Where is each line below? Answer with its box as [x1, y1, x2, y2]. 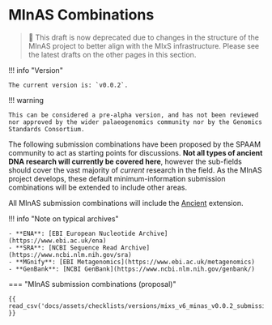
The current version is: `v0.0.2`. [8, 81, 129, 89]
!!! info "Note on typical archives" [8, 213, 119, 224]
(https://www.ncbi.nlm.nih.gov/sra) [8, 250, 132, 259]
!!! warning [8, 95, 45, 105]
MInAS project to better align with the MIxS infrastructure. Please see [28, 41, 260, 50]
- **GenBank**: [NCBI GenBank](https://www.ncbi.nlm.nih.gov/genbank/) [8, 265, 255, 273]
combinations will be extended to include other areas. [8, 182, 188, 192]
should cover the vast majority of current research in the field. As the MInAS [8, 165, 262, 175]
